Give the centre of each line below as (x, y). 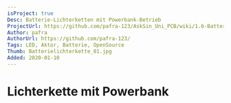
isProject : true (30, 13)
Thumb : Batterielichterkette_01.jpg (59, 52)
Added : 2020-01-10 (33, 58)
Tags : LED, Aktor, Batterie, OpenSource (66, 45)
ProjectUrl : (24, 26)
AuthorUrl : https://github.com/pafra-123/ (69, 39)
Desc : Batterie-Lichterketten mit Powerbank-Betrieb (84, 20)
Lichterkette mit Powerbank (88, 91)
